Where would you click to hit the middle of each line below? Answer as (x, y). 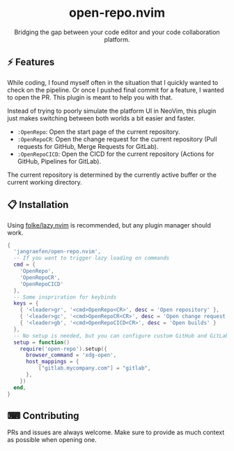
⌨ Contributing (43, 416)
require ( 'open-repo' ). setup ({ (64, 349)
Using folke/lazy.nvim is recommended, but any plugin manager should (109, 225)
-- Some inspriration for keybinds (65, 297)
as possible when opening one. (52, 440)
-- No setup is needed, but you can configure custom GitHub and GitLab (121, 335)
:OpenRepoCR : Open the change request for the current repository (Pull (117, 139)
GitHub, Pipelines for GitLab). (59, 161)
